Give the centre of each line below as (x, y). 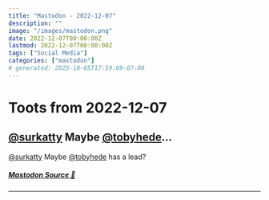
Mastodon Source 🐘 (42, 175)
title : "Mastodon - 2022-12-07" (62, 16)
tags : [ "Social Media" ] (48, 53)
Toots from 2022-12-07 (88, 107)
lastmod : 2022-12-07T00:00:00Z (60, 46)
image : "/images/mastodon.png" (60, 31)
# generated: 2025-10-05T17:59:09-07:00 (77, 68)
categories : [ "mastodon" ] (51, 61)
